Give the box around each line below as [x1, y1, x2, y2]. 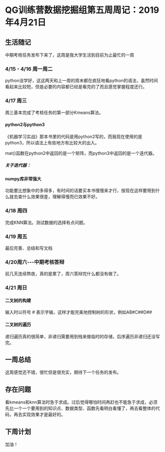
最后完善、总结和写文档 [5, 245, 53, 251]
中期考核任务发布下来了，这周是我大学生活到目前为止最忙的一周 [5, 52, 134, 58]
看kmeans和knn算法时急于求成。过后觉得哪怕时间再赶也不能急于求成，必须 [5, 399, 158, 405]
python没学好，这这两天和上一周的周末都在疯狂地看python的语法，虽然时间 [5, 77, 158, 84]
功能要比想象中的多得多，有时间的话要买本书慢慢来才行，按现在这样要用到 [5, 188, 156, 194]
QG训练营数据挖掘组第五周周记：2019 [5, 4, 160, 16]
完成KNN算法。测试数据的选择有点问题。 [5, 219, 88, 225]
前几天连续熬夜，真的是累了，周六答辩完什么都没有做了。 [5, 271, 121, 277]
